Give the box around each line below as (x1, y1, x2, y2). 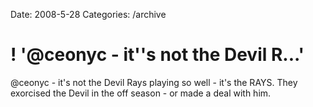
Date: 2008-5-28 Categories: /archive (10, 9, 167, 20)
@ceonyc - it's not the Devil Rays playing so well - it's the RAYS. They (10, 76, 298, 88)
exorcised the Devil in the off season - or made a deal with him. (10, 87, 272, 99)
